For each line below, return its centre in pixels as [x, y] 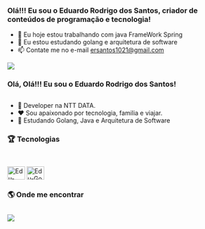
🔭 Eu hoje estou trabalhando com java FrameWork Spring [100, 35]
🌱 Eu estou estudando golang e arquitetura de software [97, 42]
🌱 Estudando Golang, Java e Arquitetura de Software [94, 120]
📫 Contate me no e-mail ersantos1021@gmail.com [91, 50]
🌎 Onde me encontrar [46, 194]
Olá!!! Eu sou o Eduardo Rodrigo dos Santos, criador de [102, 11]
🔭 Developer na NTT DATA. [57, 105]
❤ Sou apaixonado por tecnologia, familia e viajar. [90, 113]
